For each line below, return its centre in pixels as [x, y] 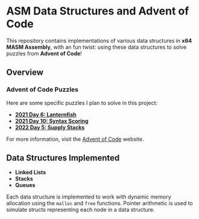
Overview [25, 73]
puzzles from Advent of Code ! [44, 53]
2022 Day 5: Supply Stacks [50, 127]
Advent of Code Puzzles [42, 90]
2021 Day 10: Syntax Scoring [52, 121]
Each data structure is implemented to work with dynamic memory [89, 197]
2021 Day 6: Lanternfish [46, 114]
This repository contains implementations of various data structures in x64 [99, 40]
